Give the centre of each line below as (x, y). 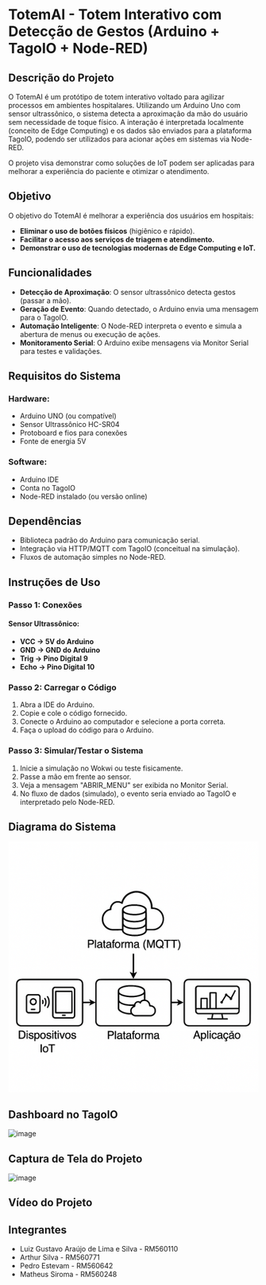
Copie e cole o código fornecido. (73, 713)
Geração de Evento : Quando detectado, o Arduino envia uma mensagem (139, 309)
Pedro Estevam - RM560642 (66, 1266)
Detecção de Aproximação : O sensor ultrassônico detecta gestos (127, 292)
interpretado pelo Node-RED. (67, 802)
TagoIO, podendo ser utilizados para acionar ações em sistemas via (119, 139)
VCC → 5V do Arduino (57, 641)
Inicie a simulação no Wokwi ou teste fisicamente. (101, 768)
